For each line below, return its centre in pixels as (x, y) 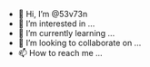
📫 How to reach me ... (60, 53)
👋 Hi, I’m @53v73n (53, 14)
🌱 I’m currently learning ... (66, 33)
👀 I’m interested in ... (56, 24)
